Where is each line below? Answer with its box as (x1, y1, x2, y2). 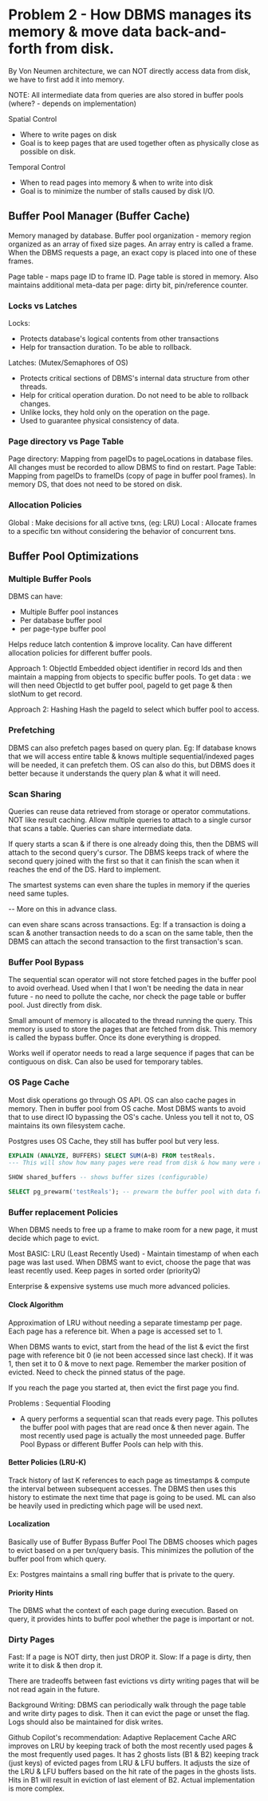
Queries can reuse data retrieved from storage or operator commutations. (8, 806, 250, 816)
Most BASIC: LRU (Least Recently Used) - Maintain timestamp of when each (8, 1249, 259, 1258)
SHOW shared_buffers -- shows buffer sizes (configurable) (8, 1173, 209, 1181)
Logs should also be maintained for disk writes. (8, 1717, 164, 1727)
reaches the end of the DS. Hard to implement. (8, 864, 162, 874)
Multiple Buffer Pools (8, 573, 92, 584)
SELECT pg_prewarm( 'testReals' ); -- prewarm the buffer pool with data (8, 1188, 251, 1196)
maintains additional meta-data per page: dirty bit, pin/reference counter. (8, 280, 249, 290)
